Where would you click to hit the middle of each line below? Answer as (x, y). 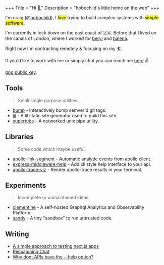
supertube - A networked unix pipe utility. (56, 121)
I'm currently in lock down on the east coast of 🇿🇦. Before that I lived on (81, 33)
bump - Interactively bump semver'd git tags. (60, 110)
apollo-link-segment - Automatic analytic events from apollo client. (82, 159)
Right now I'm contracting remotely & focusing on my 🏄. (64, 49)
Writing (17, 234)
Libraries (19, 137)
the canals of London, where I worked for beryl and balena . (67, 38)
